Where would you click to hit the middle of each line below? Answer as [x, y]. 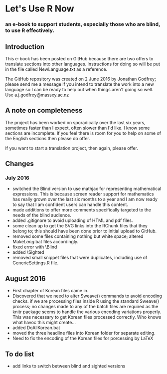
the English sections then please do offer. [48, 138]
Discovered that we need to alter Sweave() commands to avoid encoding [87, 296]
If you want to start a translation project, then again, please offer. [72, 148]
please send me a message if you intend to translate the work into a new [80, 84]
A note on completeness [44, 110]
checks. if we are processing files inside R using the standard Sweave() [86, 301]
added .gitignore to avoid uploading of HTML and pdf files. [73, 220]
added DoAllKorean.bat [36, 328]
